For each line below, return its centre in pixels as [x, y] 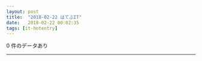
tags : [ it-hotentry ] [32, 28]
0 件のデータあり [27, 46]
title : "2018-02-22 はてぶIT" [44, 17]
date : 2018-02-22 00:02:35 [43, 23]
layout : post [23, 12]
